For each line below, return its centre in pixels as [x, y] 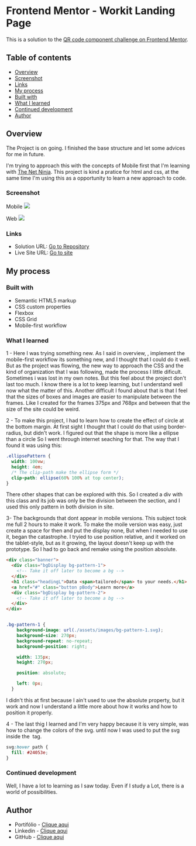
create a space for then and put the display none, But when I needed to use [97, 531]
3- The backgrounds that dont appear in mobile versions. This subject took [97, 518]
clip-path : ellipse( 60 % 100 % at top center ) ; [68, 478]
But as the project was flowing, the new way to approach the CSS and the [95, 366]
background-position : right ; [52, 646]
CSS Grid [25, 319]
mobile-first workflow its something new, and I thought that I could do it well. [98, 360]
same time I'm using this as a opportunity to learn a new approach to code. [97, 178]
